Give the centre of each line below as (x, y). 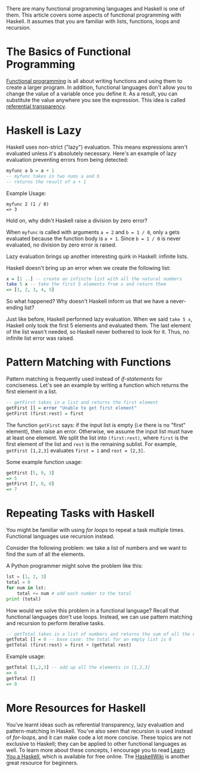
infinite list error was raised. (40, 338)
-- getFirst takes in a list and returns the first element (82, 402)
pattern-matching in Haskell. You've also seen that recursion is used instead (100, 731)
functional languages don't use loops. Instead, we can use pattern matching (99, 617)
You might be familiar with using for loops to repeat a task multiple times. (96, 530)
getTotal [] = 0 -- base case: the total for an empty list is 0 (89, 639)
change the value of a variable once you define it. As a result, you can (92, 93)
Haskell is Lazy (44, 130)
